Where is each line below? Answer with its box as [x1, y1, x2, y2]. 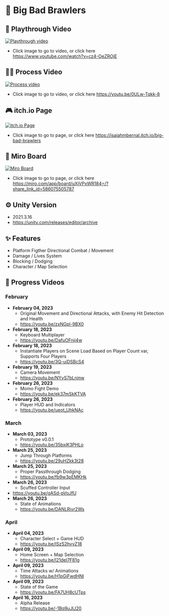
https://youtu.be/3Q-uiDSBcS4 [20, 358, 84, 364]
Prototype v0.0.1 [20, 437, 54, 443]
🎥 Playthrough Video [5, 25, 72, 33]
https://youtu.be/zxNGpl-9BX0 [20, 321, 84, 327]
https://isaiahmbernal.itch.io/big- [95, 132, 164, 138]
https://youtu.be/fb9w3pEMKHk [20, 474, 87, 480]
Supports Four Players [20, 353, 67, 359]
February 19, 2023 [12, 364, 52, 370]
